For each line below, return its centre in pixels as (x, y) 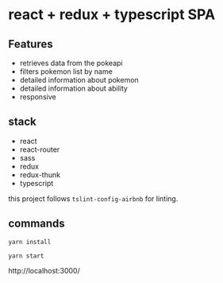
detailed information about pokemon (79, 80)
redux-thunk (40, 174)
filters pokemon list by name (66, 72)
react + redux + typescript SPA (112, 15)
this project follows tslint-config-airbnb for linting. (93, 198)
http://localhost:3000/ (44, 270)
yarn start (26, 256)
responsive (38, 97)
